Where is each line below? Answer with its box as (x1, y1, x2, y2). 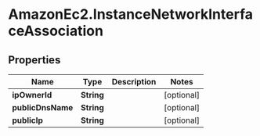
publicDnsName (12, 102, 74, 113)
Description (111, 77, 157, 87)
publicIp (12, 115, 43, 126)
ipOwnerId (12, 90, 52, 100)
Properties (8, 53, 61, 66)
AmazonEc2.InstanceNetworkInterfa (8, 5, 253, 23)
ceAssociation (8, 22, 104, 40)
